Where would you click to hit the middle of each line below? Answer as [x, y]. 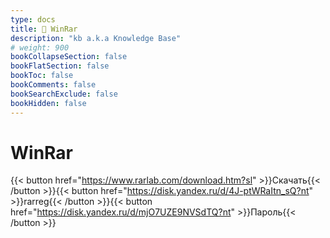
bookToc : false [42, 76]
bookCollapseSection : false [69, 57]
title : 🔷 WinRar [44, 29]
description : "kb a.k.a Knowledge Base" [96, 38]
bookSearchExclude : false [64, 94]
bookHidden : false [48, 103]
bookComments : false [53, 85]
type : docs [33, 19]
